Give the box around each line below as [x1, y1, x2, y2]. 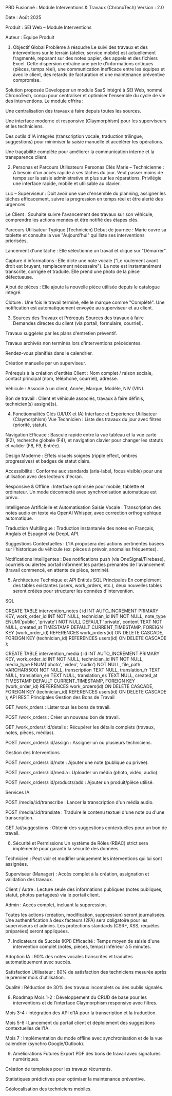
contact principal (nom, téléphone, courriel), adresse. [5, 375, 118, 381]
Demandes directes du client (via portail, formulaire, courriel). [12, 320, 143, 326]
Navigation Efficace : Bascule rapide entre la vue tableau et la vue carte [5, 432, 157, 437]
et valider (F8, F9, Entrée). [5, 443, 61, 449]
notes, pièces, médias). [5, 729, 55, 736]
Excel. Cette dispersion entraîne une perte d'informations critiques [12, 61, 154, 66]
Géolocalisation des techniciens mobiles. [5, 1086, 92, 1092]
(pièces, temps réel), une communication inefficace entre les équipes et [12, 66, 165, 72]
